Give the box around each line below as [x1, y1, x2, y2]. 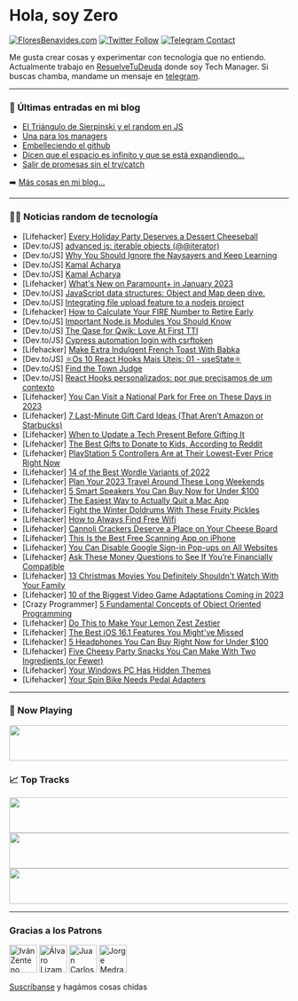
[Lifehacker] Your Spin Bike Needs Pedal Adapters [21, 674, 207, 684]
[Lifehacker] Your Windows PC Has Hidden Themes [21, 665, 211, 675]
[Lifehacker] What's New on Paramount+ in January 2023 [21, 278, 233, 288]
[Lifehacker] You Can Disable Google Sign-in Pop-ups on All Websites [21, 542, 278, 553]
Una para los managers [21, 130, 108, 142]
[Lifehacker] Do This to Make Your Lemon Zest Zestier [21, 618, 221, 628]
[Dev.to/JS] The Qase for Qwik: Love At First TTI [21, 325, 199, 335]
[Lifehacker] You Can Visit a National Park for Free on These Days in [21, 391, 272, 402]
